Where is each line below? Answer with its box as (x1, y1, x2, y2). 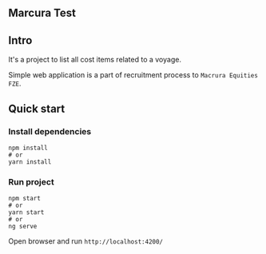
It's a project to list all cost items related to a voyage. (8, 55, 182, 65)
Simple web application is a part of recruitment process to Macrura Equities (8, 70, 258, 80)
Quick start (8, 101, 66, 115)
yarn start (8, 208, 45, 216)
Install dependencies (8, 125, 92, 137)
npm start (8, 195, 42, 203)
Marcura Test (8, 6, 76, 20)
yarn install (8, 157, 52, 166)
